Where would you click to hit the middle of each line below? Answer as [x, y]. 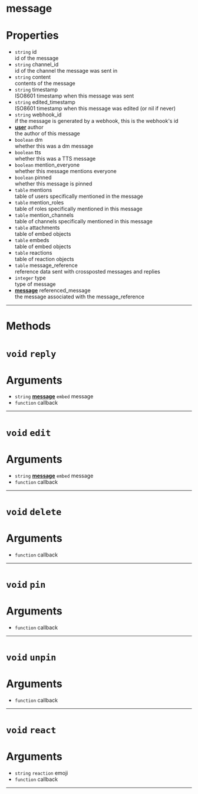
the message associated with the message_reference [79, 297]
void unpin [31, 658]
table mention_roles [39, 203]
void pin [26, 585]
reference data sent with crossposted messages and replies [87, 272]
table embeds [32, 240]
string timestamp [36, 90]
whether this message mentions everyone [65, 171]
